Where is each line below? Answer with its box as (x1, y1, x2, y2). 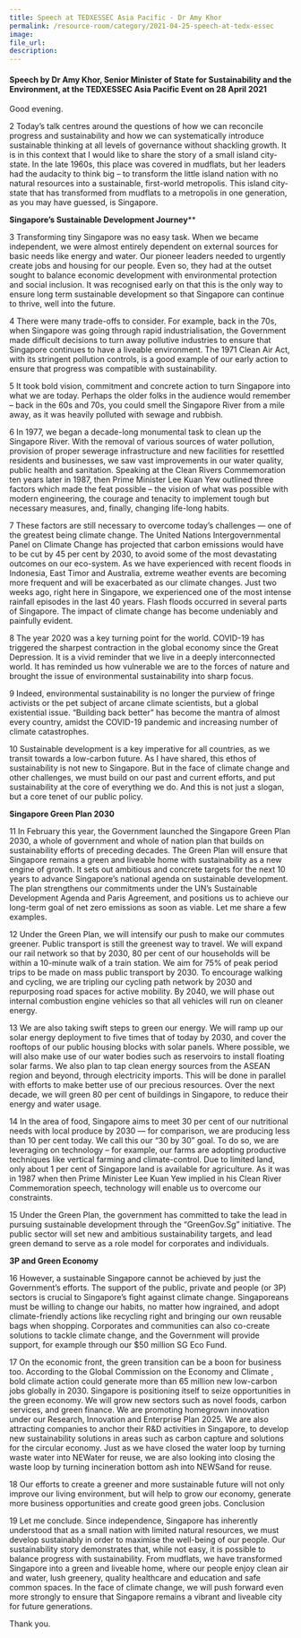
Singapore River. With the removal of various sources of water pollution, (9, 436, 275, 447)
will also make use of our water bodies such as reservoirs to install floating (9, 1051, 285, 1062)
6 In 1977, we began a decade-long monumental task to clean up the (9, 427, 262, 437)
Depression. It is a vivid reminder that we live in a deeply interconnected (9, 651, 276, 663)
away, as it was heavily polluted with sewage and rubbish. (9, 409, 224, 420)
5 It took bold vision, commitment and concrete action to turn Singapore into (9, 381, 291, 392)
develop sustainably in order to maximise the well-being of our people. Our (9, 1534, 286, 1546)
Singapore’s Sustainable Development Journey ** (9, 214, 196, 225)
